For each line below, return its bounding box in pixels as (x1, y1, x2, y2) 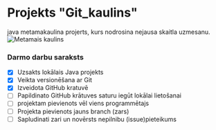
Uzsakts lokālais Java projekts (17, 68, 104, 77)
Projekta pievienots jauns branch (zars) (17, 107, 129, 115)
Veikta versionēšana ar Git (17, 76, 92, 84)
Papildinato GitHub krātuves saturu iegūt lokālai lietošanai (17, 91, 182, 100)
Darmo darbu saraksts (7, 52, 84, 62)
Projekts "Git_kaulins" (7, 5, 138, 21)
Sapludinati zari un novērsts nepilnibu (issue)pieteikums (17, 115, 177, 123)
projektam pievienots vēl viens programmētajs (17, 99, 150, 108)
